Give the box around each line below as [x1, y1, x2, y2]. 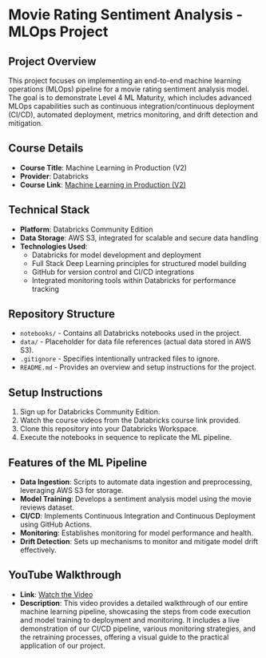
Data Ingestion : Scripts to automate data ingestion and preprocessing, [19, 477, 252, 486]
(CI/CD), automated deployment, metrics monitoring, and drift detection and [8, 110, 258, 119]
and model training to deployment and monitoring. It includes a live [19, 615, 240, 624]
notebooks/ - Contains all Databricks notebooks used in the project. [19, 329, 242, 338]
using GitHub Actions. [19, 519, 92, 530]
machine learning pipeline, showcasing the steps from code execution [19, 607, 251, 616]
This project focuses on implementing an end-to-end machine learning [8, 76, 241, 85]
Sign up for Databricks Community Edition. [19, 407, 161, 417]
